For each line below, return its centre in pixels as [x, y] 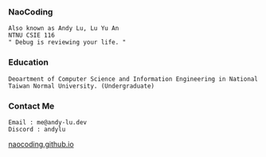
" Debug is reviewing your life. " [67, 42]
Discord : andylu [37, 129]
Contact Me [31, 106]
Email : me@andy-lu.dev [48, 122]
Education [29, 62]
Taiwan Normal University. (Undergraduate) [82, 86]
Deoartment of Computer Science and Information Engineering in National [133, 79]
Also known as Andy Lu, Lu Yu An [64, 29]
